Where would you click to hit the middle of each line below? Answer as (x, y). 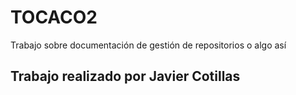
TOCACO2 (54, 17)
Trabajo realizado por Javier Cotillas (125, 76)
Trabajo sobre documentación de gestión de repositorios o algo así (148, 45)
